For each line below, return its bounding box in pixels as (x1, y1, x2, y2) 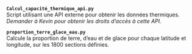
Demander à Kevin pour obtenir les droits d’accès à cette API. (6, 18, 162, 24)
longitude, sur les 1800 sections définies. (6, 41, 110, 48)
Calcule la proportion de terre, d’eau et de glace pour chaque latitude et (6, 35, 187, 42)
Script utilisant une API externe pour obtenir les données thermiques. (6, 11, 180, 18)
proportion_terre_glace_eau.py (6, 29, 86, 35)
